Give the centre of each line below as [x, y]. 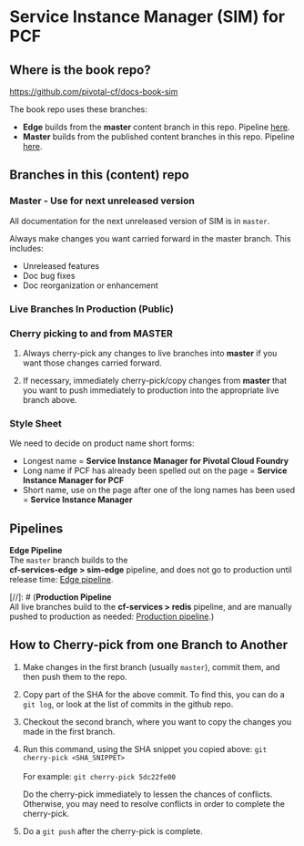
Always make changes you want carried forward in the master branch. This [150, 238]
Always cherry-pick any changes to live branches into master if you [150, 353]
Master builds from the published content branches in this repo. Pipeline [159, 137]
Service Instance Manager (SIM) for [147, 17]
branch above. [50, 399]
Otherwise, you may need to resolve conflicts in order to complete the [153, 803]
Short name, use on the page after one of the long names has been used [159, 490]
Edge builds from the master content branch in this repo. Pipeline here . [156, 127]
